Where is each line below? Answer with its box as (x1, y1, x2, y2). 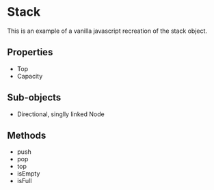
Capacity (16, 72, 43, 80)
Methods (7, 129, 46, 141)
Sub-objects (7, 92, 62, 103)
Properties (7, 46, 53, 58)
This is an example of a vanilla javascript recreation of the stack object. (7, 27, 207, 35)
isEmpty (16, 169, 40, 178)
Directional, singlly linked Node (16, 110, 105, 118)
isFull (16, 177, 32, 185)
